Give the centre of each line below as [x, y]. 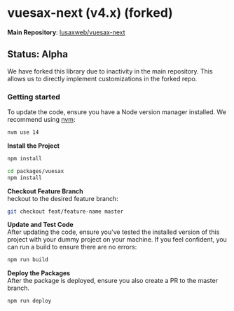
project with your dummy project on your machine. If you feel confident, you [117, 240]
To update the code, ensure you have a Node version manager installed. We [117, 112]
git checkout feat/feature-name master [66, 212]
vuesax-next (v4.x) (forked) [90, 13]
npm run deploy [29, 301]
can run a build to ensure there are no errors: [72, 247]
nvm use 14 [23, 132]
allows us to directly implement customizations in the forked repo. [102, 78]
